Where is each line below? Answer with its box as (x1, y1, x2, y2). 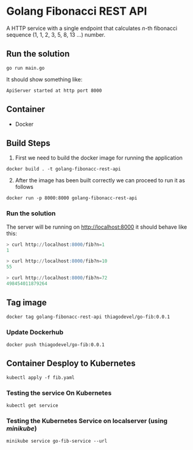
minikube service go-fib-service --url (6, 438, 108, 444)
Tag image (6, 298, 47, 308)
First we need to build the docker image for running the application (15, 154, 183, 161)
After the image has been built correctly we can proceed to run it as (15, 177, 186, 184)
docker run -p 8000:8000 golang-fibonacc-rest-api (6, 195, 138, 201)
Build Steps (6, 138, 51, 148)
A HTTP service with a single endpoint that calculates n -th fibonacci (6, 24, 178, 32)
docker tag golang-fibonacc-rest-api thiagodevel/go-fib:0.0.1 (6, 314, 170, 320)
